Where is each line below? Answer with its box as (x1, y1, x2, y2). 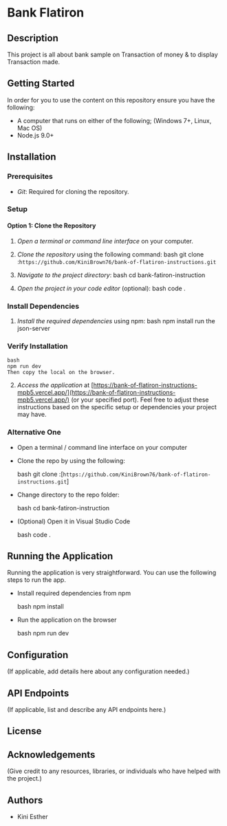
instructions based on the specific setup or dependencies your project (17, 403, 217, 411)
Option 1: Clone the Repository (7, 221, 96, 230)
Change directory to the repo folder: (17, 490, 120, 499)
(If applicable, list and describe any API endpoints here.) (7, 705, 166, 713)
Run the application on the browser (17, 616, 117, 624)
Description (7, 32, 58, 44)
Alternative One (7, 428, 62, 437)
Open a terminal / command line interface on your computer (17, 443, 188, 451)
